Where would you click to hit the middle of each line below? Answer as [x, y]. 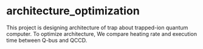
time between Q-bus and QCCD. [47, 40]
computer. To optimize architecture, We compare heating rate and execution [102, 33]
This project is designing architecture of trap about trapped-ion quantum [97, 27]
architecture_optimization [73, 11]
